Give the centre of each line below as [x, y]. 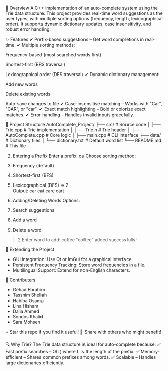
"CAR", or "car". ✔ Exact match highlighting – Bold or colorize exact [75, 109]
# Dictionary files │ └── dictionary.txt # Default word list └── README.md [83, 140]
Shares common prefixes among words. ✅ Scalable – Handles [91, 357]
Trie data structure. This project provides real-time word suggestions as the [84, 13]
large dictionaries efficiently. [35, 363]
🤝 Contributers [20, 280]
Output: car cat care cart [38, 191]
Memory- [150, 351]
